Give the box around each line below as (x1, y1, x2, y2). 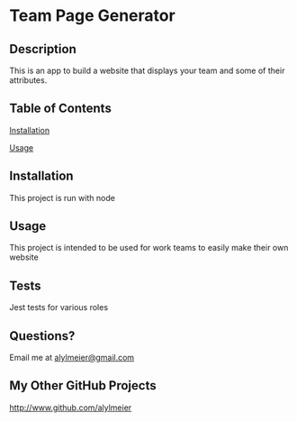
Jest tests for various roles (9, 302, 109, 313)
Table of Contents (9, 101, 112, 116)
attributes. (9, 75, 48, 86)
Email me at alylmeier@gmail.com (9, 353, 135, 363)
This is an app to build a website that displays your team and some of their (9, 65, 285, 76)
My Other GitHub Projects (9, 378, 157, 393)
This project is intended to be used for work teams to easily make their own (9, 243, 289, 253)
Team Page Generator (9, 5, 175, 26)
